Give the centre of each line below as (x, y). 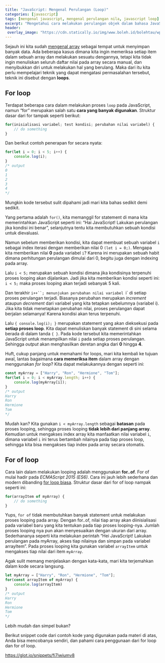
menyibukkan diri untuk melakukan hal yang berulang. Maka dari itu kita (78, 67)
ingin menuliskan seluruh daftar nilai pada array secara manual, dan (74, 62)
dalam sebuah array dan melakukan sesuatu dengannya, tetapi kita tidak (78, 57)
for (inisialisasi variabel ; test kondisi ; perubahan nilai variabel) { (80, 124)
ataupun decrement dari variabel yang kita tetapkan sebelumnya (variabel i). (82, 303)
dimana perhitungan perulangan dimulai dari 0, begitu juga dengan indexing (82, 258)
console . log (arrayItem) (38, 585)
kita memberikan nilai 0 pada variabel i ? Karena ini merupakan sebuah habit (82, 253)
